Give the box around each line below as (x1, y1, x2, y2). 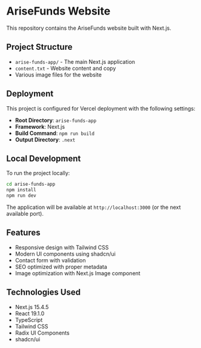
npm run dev (6, 193, 36, 199)
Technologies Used (6, 287, 81, 298)
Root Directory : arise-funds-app (15, 117, 97, 124)
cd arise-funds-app (6, 181, 56, 188)
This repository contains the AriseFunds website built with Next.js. (6, 24, 171, 32)
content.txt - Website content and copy (15, 64, 116, 72)
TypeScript (15, 316, 43, 323)
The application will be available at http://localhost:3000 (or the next (6, 203, 181, 211)
